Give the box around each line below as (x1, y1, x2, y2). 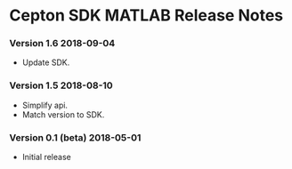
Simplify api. (21, 100, 69, 110)
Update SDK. (21, 57, 70, 68)
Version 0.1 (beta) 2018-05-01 (9, 131, 142, 143)
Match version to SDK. (21, 109, 105, 120)
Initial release (21, 152, 71, 163)
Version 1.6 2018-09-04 (9, 37, 116, 50)
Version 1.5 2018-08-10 (9, 79, 113, 92)
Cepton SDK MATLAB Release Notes (9, 5, 284, 26)
